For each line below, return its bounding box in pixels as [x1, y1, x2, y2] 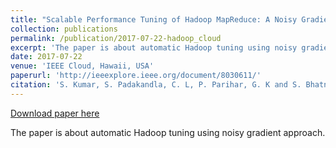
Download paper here [10, 107, 100, 119]
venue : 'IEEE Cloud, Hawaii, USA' [10, 61, 155, 71]
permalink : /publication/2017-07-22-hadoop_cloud [10, 33, 222, 43]
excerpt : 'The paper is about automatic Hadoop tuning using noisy [10, 42, 298, 53]
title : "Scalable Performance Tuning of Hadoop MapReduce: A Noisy [10, 14, 298, 25]
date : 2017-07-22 [10, 52, 83, 62]
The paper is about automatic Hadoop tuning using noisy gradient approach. [10, 126, 326, 138]
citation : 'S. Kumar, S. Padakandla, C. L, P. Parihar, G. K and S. [10, 80, 302, 90]
